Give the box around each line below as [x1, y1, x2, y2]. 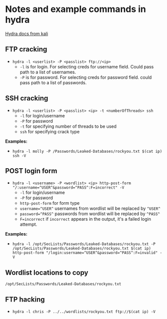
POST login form [5, 166, 57, 175]
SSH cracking [5, 94, 48, 103]
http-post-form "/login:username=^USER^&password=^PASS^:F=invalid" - [12, 251, 163, 256]
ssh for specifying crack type [19, 128, 80, 134]
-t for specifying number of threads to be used [19, 123, 117, 129]
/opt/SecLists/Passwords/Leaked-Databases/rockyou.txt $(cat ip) [12, 246, 151, 251]
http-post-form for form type [19, 200, 80, 206]
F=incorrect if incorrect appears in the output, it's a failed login [19, 216, 151, 222]
